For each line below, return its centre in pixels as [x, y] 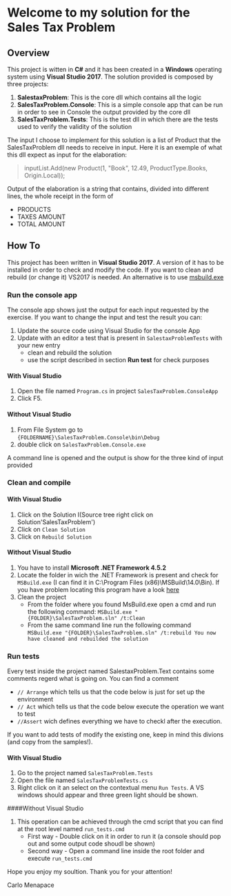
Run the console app [42, 295]
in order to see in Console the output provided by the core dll [104, 112]
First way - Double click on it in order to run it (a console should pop [124, 837]
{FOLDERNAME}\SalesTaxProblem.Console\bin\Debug [88, 437]
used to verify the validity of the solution [74, 127]
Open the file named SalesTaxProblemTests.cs [82, 780]
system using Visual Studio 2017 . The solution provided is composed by [110, 77]
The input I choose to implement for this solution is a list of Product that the [114, 140]
